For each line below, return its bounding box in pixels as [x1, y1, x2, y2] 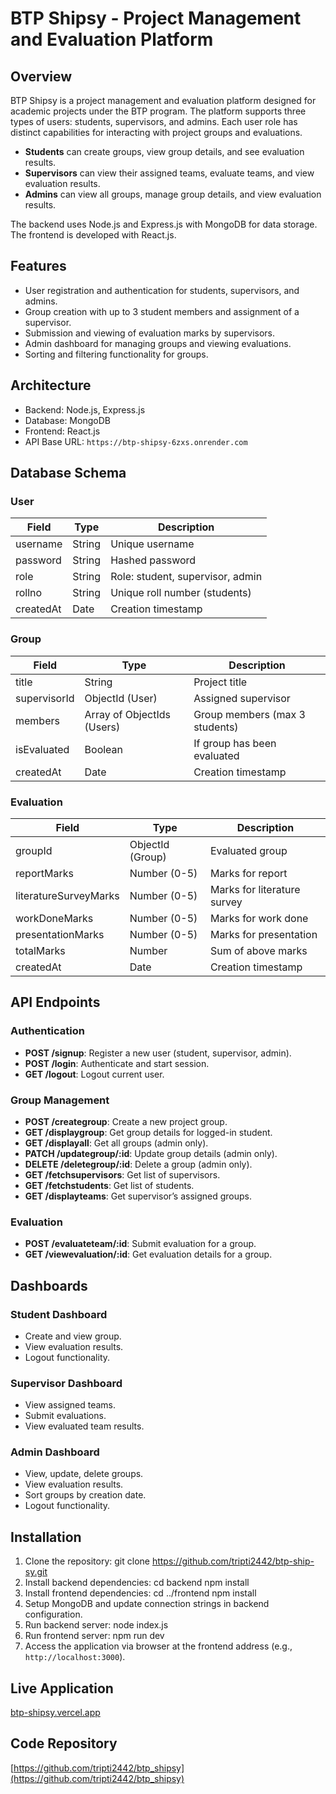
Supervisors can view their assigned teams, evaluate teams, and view [24, 167, 315, 179]
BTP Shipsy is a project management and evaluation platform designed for [10, 95, 317, 106]
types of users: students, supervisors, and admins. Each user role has [10, 116, 298, 127]
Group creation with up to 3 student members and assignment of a [24, 305, 300, 317]
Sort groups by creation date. [24, 1489, 147, 1501]
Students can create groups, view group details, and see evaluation [24, 146, 305, 157]
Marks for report [209, 866, 288, 880]
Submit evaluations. [24, 1410, 107, 1422]
